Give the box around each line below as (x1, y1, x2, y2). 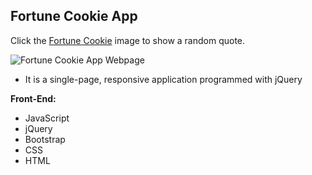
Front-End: (10, 92, 57, 104)
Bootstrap (24, 133, 66, 145)
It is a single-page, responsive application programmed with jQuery (24, 73, 303, 85)
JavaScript (24, 112, 70, 124)
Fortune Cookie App (10, 8, 138, 25)
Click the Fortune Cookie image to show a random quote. (10, 34, 246, 46)
